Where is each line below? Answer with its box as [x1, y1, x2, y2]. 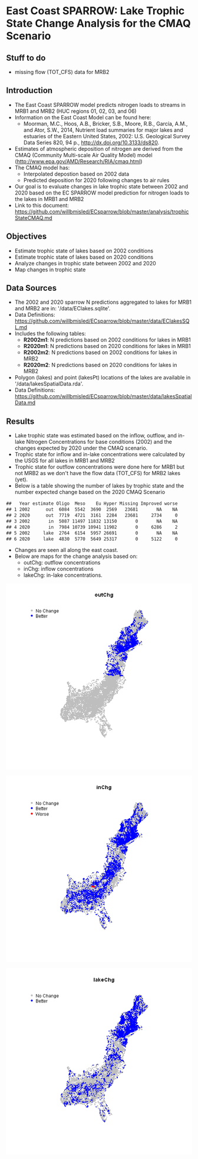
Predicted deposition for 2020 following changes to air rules [23, 176, 170, 184]
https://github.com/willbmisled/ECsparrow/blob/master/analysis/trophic [14, 208, 189, 215]
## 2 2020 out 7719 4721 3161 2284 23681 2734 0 [6, 512, 178, 518]
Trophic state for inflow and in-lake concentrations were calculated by [14, 451, 186, 458]
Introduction [6, 86, 53, 96]
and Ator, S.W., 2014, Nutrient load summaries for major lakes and [23, 126, 184, 134]
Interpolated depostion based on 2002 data [23, 170, 130, 177]
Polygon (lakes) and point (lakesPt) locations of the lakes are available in [14, 374, 191, 381]
